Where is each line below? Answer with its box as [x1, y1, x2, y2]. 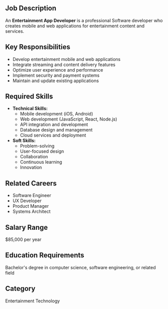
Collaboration [20, 154, 48, 160]
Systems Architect [12, 209, 51, 215]
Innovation [20, 164, 42, 170]
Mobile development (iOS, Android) [20, 111, 94, 117]
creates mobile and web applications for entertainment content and [5, 23, 145, 29]
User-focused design [20, 148, 64, 154]
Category [5, 284, 36, 293]
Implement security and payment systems [12, 72, 100, 78]
